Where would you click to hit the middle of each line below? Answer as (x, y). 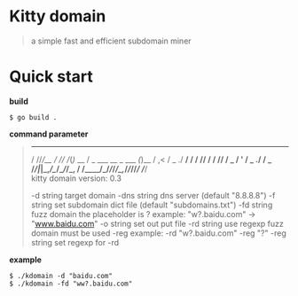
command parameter (49, 134)
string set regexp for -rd (75, 242)
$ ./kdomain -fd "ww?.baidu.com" (71, 284)
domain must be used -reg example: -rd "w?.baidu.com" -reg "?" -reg (158, 233)
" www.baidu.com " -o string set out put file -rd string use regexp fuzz (157, 223)
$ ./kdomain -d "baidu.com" (61, 276)
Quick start (51, 77)
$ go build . (33, 117)
